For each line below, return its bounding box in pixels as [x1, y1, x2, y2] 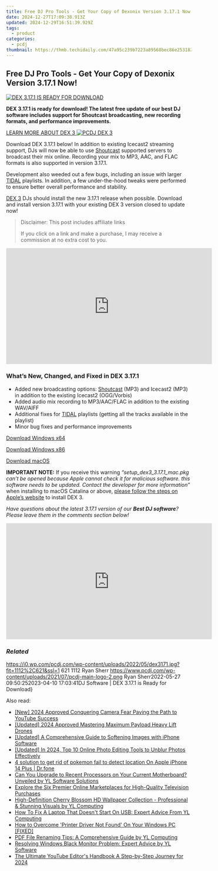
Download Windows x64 [6, 434, 66, 441]
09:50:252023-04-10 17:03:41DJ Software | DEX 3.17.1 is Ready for [6, 679, 167, 687]
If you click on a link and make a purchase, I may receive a [20, 230, 162, 237]
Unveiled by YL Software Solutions [14, 777, 99, 784]
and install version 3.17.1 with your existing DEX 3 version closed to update [6, 201, 185, 208]
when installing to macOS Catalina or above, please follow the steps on [6, 487, 178, 494]
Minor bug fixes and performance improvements [14, 423, 132, 430]
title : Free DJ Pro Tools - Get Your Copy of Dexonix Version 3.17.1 [6, 8, 180, 15]
